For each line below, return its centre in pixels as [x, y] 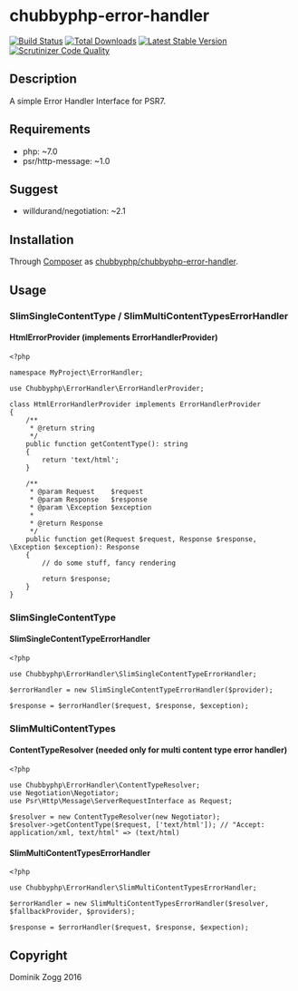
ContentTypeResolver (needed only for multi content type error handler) [149, 750]
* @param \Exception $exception [91, 507]
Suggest [34, 189]
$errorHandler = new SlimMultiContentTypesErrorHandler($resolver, [139, 904]
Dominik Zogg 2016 [46, 976]
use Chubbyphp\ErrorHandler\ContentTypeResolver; [105, 785]
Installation [42, 240]
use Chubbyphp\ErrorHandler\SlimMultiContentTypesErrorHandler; [133, 888]
